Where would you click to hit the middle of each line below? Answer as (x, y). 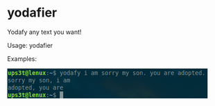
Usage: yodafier (30, 45)
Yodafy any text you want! (44, 32)
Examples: (22, 59)
